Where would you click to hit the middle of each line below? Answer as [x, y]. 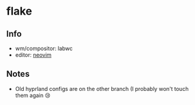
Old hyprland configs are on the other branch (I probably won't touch [102, 89]
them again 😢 [33, 95]
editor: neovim [33, 55]
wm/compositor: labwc [44, 48]
